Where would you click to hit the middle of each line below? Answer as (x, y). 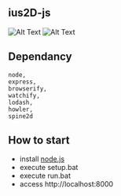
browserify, (27, 89)
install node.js (42, 159)
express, (22, 82)
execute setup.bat (49, 168)
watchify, (24, 95)
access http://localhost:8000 (66, 184)
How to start (39, 141)
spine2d (21, 116)
